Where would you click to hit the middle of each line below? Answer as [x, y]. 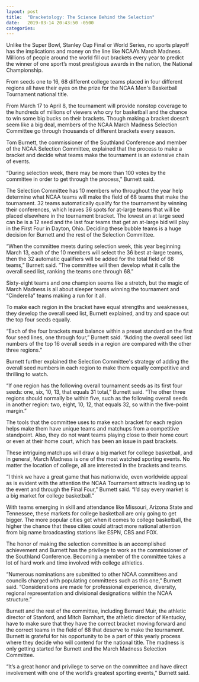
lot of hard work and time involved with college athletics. [75, 563]
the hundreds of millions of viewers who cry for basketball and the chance [97, 112]
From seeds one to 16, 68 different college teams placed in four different [94, 82]
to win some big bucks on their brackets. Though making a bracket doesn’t [97, 119]
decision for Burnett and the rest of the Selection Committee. [81, 235]
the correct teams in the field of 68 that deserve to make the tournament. [95, 630]
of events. [18, 161]
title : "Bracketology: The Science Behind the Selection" [81, 17]
